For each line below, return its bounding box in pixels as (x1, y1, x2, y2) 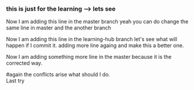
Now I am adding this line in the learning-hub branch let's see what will (6, 36, 178, 43)
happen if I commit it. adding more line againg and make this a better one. (6, 42, 184, 49)
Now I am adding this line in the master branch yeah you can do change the (6, 18, 189, 25)
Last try (6, 77, 25, 84)
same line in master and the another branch (6, 24, 111, 31)
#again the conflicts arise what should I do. (6, 71, 110, 78)
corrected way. (6, 59, 43, 66)
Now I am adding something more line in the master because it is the (6, 54, 172, 61)
